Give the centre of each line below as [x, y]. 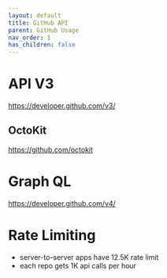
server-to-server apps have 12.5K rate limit [89, 257]
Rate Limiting [52, 235]
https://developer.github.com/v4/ [62, 203]
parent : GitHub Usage [44, 30]
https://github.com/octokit [50, 149]
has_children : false [42, 45]
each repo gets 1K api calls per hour [78, 265]
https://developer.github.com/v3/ [62, 106]
